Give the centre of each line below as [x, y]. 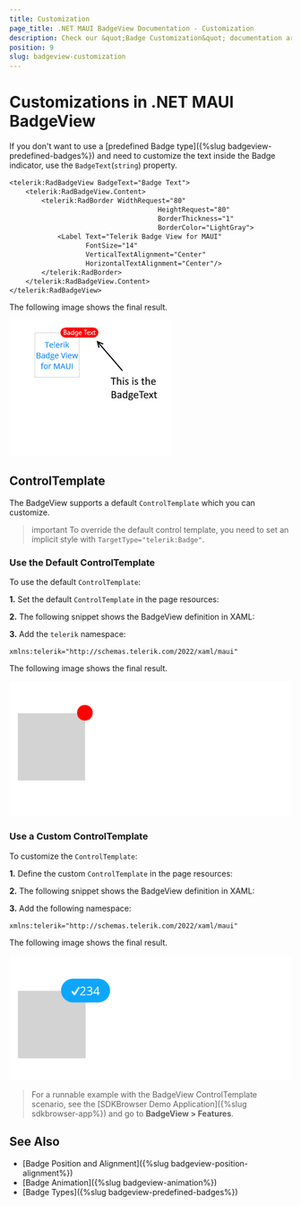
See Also [34, 1142]
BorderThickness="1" [196, 219]
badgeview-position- [210, 1163]
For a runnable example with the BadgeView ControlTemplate [144, 1094]
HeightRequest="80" [193, 210]
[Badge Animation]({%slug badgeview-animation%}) [120, 1182]
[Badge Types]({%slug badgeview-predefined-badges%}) [130, 1192]
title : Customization [50, 19]
